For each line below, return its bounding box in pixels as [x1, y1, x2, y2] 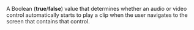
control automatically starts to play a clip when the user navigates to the [6, 11, 188, 19]
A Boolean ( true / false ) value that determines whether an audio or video [6, 5, 187, 12]
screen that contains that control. [6, 18, 90, 25]
